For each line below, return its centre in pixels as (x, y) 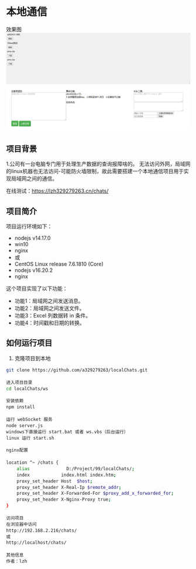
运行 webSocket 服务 (29, 419)
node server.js (25, 425)
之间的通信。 (42, 178)
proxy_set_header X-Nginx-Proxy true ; (64, 500)
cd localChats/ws (27, 389)
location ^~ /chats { (32, 463)
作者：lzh (17, 561)
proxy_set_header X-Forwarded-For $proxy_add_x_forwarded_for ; (95, 494)
